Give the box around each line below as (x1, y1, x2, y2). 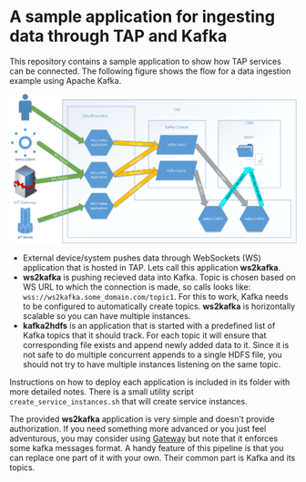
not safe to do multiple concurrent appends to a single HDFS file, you (22, 349, 282, 361)
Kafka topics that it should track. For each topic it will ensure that (22, 330, 267, 341)
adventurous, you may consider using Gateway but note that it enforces (9, 433, 279, 444)
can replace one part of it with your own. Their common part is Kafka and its (9, 453, 296, 464)
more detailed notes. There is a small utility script (9, 386, 194, 397)
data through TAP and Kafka (9, 26, 228, 46)
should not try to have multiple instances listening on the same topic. (22, 359, 281, 370)
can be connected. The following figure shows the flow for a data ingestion (9, 66, 291, 77)
